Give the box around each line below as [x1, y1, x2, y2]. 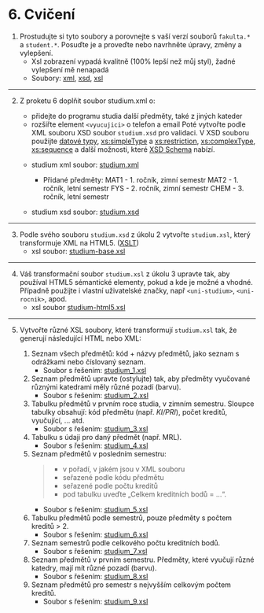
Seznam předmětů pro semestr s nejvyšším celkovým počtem [31, 580, 232, 589]
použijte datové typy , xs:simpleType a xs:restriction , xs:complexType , [31, 136, 256, 146]
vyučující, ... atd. [31, 415, 85, 425]
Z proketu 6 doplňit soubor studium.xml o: [19, 96, 156, 105]
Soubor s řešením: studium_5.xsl [42, 504, 148, 514]
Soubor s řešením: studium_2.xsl [42, 390, 149, 400]
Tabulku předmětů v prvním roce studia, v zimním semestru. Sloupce [31, 399, 255, 408]
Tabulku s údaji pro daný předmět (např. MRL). [31, 432, 182, 441]
